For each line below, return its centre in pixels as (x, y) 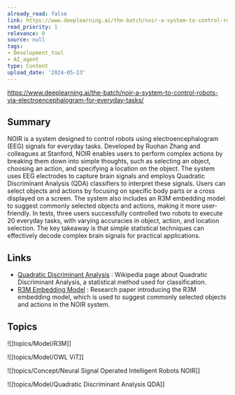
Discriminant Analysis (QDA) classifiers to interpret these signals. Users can (116, 184)
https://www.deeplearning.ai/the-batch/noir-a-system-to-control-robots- (113, 93)
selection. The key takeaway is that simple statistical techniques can (106, 228)
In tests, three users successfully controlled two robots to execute (128, 213)
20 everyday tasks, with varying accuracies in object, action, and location (113, 221)
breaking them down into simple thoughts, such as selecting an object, (109, 161)
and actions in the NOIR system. (64, 304)
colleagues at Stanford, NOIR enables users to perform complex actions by (115, 154)
